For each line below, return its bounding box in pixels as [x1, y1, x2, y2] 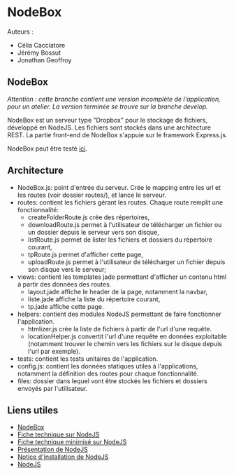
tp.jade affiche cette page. [27, 302, 104, 310]
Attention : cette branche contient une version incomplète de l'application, [7, 95, 221, 103]
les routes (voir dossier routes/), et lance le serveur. [17, 191, 166, 199]
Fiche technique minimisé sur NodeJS [17, 438, 127, 446]
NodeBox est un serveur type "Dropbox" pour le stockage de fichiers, [7, 116, 208, 124]
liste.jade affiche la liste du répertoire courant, [27, 295, 161, 303]
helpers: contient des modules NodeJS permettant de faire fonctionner [17, 310, 221, 318]
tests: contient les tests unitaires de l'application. [17, 354, 159, 363]
